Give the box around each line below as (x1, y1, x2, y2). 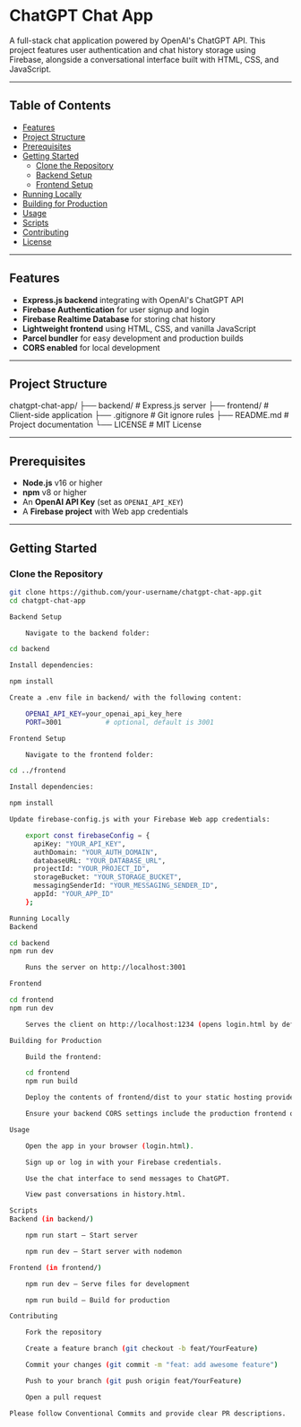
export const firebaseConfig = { (25, 831, 150, 840)
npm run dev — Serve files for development (25, 1279, 191, 1288)
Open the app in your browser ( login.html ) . (25, 1141, 194, 1151)
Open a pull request (25, 1392, 102, 1402)
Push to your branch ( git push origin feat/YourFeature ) (25, 1376, 243, 1386)
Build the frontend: (25, 1052, 102, 1061)
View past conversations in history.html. (25, 1190, 186, 1199)
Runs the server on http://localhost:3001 (25, 963, 186, 972)
